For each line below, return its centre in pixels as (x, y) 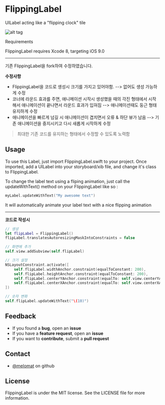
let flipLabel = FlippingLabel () (39, 233)
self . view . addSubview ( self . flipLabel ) (45, 252)
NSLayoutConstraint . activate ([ (37, 265)
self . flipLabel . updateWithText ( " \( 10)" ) (47, 301)
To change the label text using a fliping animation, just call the (68, 181)
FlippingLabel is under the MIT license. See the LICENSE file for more (75, 393)
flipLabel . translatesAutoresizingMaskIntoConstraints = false (70, 238)
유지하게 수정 (25, 111)
